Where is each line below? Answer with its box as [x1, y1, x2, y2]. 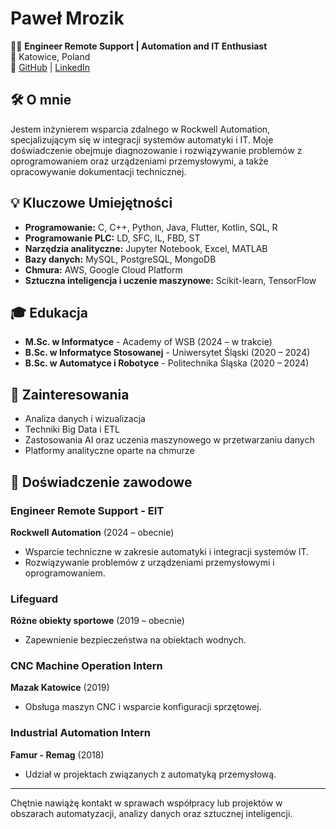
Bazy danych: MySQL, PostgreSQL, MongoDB [24, 253, 217, 265]
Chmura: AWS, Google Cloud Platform [24, 263, 183, 276]
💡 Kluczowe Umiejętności [10, 195, 173, 212]
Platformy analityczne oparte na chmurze [24, 445, 195, 457]
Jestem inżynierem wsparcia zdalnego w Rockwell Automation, [10, 123, 271, 135]
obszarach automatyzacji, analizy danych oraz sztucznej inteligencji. [10, 807, 293, 819]
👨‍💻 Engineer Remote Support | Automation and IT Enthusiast [10, 40, 268, 52]
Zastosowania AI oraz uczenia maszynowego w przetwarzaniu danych [24, 434, 315, 446]
